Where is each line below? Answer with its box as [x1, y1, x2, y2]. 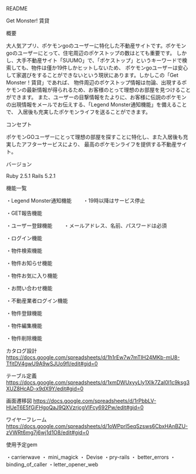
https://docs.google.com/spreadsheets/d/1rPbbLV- [33, 397, 157, 404]
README [6, 5, 28, 12]
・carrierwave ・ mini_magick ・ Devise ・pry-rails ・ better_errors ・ [6, 453, 176, 460]
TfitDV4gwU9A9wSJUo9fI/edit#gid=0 [6, 360, 98, 367]
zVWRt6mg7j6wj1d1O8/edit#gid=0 [6, 429, 89, 436]
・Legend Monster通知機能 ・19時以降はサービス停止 [6, 197, 146, 204]
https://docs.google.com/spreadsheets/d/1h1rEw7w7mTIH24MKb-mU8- [6, 354, 180, 361]
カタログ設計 [6, 347, 37, 354]
